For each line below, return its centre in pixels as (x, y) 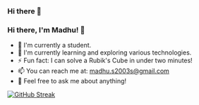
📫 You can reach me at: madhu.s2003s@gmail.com (93, 71)
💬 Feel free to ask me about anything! (72, 81)
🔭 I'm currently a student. (54, 45)
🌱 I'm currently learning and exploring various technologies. (104, 52)
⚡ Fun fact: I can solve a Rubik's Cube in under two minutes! (105, 61)
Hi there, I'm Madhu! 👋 (46, 29)
